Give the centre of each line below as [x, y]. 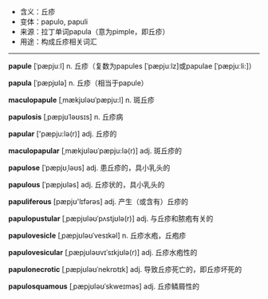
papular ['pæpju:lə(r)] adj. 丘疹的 [63, 134]
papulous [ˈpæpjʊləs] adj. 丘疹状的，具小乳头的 [87, 185]
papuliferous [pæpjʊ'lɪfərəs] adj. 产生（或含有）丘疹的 [99, 201]
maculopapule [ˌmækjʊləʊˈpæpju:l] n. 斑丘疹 [81, 100]
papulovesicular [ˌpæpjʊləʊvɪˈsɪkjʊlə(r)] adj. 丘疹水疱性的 [103, 252]
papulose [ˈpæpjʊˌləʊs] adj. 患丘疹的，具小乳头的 [89, 167]
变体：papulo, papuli [54, 22]
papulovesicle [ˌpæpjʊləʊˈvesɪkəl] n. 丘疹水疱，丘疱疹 [97, 235]
